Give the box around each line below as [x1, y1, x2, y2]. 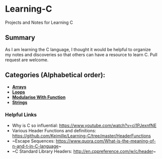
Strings [12, 99, 28, 105]
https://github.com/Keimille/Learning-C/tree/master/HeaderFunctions [12, 133, 151, 139]
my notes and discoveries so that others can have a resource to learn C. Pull [5, 52, 158, 57]
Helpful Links [5, 111, 37, 118]
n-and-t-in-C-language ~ [12, 143, 62, 149]
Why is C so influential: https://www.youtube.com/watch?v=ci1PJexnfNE [12, 123, 157, 128]
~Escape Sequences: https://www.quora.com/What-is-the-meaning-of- [12, 138, 156, 144]
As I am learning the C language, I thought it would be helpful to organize [5, 46, 151, 52]
